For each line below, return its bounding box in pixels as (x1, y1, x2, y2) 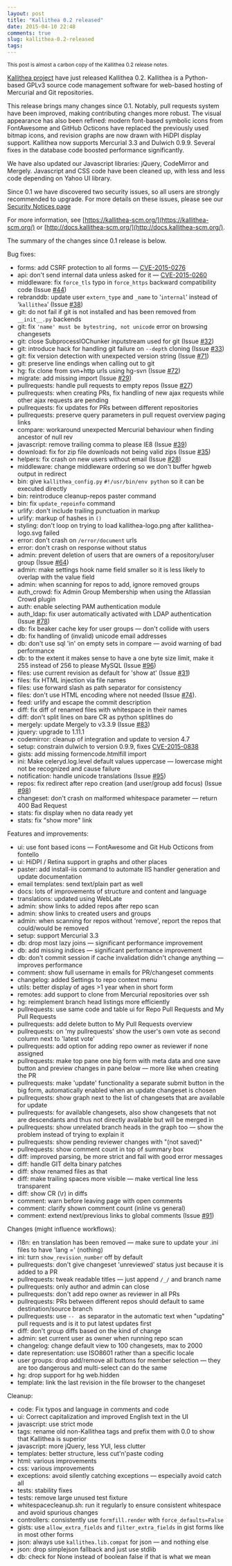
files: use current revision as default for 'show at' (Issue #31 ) (17, 669, 190, 677)
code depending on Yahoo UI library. (7, 174, 112, 182)
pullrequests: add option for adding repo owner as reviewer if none (17, 1042, 208, 1050)
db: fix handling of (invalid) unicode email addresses (17, 632, 168, 640)
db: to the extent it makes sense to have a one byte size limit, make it (17, 654, 214, 662)
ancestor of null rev (17, 433, 73, 441)
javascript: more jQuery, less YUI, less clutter (17, 1442, 146, 1450)
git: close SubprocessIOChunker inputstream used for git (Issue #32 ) (17, 337, 215, 345)
